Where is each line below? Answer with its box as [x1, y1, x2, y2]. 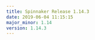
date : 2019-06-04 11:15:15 [6, 14, 73, 20]
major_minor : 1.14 [6, 19, 52, 25]
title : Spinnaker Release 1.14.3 [6, 8, 90, 15]
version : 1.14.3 [6, 25, 47, 31]
